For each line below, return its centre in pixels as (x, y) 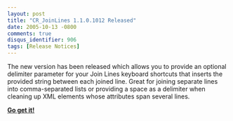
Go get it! (21, 110)
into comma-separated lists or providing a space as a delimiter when (106, 89)
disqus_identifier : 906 (42, 40)
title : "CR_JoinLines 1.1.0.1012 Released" (72, 20)
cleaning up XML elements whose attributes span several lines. (99, 96)
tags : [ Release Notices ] (44, 46)
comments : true (29, 33)
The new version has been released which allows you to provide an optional (117, 66)
